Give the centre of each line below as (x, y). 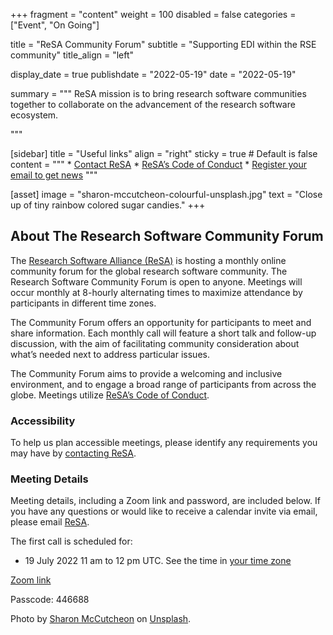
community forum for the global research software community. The (149, 271)
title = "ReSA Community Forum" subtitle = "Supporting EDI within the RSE (163, 44)
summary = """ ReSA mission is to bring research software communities (158, 93)
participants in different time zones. (83, 303)
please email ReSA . (50, 522)
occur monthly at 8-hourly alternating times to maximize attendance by (156, 292)
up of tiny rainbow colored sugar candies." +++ (108, 205)
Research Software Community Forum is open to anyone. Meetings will (156, 281)
